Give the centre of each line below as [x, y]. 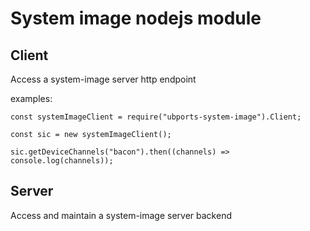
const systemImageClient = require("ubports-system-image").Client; [156, 117]
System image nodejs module [136, 18]
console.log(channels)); [62, 161]
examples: [31, 98]
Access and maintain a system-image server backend [121, 215]
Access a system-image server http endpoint [103, 79]
